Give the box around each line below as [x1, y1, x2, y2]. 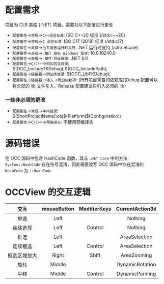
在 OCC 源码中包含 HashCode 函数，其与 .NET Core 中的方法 [5, 156, 128, 161]
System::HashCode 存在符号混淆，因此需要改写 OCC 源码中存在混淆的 [5, 161, 144, 167]
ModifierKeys [79, 205, 111, 212]
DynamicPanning [116, 270, 156, 277]
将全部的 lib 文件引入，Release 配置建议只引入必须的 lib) [12, 83, 126, 89]
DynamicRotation [116, 261, 156, 268]
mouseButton [42, 205, 75, 212]
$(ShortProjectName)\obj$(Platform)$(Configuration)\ [12, 113, 122, 119]
